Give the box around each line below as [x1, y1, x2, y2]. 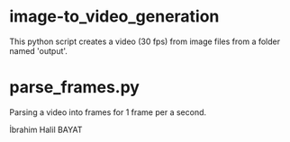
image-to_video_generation [9, 6, 220, 27]
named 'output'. [9, 45, 68, 56]
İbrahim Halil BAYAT [9, 124, 83, 135]
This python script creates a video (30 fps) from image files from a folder [9, 36, 281, 47]
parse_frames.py [9, 77, 140, 98]
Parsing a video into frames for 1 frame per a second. [9, 106, 207, 118]
